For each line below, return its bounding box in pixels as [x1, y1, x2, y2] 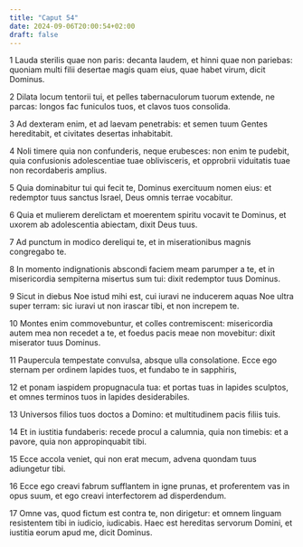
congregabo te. [9, 246, 67, 258]
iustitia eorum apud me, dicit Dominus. [9, 527, 153, 538]
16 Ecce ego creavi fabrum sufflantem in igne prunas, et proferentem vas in [9, 481, 290, 492]
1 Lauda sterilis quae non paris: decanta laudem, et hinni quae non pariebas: [9, 55, 293, 66]
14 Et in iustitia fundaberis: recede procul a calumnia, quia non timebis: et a [9, 427, 289, 438]
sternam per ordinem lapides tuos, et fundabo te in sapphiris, [9, 364, 237, 375]
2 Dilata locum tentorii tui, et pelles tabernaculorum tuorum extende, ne [9, 91, 276, 102]
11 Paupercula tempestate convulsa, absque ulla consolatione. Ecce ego [9, 354, 278, 366]
